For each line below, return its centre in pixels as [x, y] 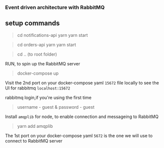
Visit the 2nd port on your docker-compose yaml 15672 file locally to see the [82, 83]
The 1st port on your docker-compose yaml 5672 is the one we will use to [79, 135]
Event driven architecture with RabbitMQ [55, 7]
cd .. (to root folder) [37, 54]
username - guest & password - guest [56, 107]
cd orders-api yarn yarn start [47, 44]
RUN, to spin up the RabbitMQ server [43, 63]
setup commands [33, 23]
